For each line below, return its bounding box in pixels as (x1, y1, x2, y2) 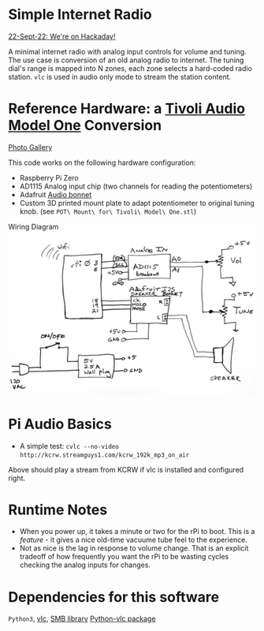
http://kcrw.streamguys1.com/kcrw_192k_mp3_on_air (19, 451, 190, 459)
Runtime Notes (8, 501, 108, 518)
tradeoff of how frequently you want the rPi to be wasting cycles (19, 552, 229, 562)
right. (8, 473, 26, 483)
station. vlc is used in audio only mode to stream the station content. (8, 72, 232, 81)
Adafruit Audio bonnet (19, 189, 92, 199)
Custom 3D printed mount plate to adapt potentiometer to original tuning (19, 198, 255, 207)
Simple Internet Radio (8, 6, 152, 24)
